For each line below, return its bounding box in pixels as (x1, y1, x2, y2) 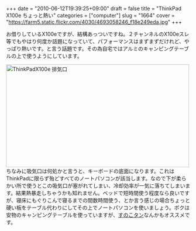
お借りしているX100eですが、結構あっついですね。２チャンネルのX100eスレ (6, 30, 190, 37)
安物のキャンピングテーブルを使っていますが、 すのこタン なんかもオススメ (6, 212, 185, 218)
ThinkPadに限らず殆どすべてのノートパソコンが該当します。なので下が (6, 175, 177, 182)
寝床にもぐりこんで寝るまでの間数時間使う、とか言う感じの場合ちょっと (16, 197, 191, 204)
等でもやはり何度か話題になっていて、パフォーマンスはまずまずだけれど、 (6, 38, 185, 44)
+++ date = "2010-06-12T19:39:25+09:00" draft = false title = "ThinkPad (6, 5, 182, 12)
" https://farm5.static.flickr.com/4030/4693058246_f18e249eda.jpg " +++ (6, 19, 183, 25)
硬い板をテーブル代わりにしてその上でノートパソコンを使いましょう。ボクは (6, 204, 190, 211)
